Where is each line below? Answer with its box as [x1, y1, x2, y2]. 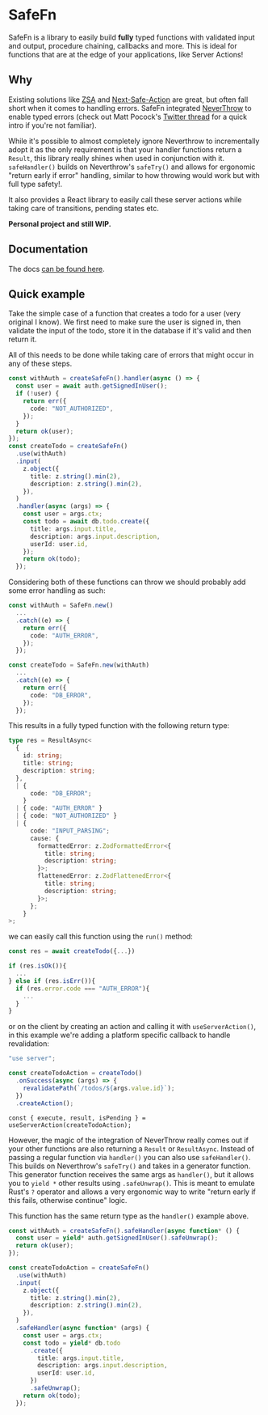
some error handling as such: [8, 586, 107, 595]
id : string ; [23, 752, 63, 760]
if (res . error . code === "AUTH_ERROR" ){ [15, 985, 150, 993]
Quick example [8, 287, 86, 301]
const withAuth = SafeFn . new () [8, 601, 114, 610]
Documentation [8, 243, 89, 256]
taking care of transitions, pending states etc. [8, 203, 160, 213]
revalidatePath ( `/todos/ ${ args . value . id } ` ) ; [23, 1084, 175, 1092]
